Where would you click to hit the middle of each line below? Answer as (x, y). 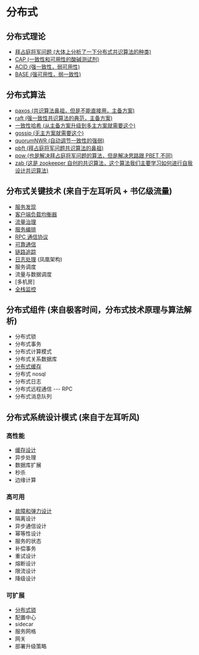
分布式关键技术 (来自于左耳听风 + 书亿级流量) (89, 191)
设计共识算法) (32, 170)
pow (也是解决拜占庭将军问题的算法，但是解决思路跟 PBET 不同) (94, 155)
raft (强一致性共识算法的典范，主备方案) (64, 118)
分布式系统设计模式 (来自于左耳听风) (73, 417)
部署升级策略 (30, 646)
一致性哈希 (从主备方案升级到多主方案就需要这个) (75, 125)
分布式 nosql (30, 374)
